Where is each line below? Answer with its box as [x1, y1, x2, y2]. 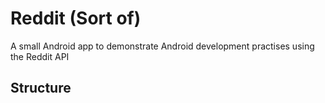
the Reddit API [10, 50, 70, 62]
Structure [10, 80, 72, 97]
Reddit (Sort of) [10, 7, 142, 30]
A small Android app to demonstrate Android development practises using [10, 40, 315, 52]
